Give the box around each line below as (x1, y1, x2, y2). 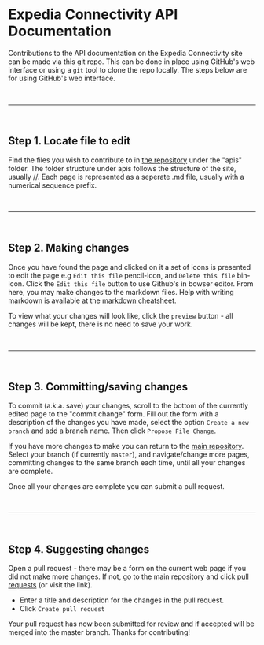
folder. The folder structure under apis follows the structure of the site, (8, 163, 236, 173)
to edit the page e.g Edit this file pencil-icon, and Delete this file (8, 270, 236, 280)
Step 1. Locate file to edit (8, 134, 131, 147)
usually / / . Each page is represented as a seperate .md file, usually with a (8, 172, 245, 181)
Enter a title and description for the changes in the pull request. (19, 595, 225, 605)
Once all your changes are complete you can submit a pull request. (8, 482, 225, 491)
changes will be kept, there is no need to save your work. (8, 319, 193, 329)
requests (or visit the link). (8, 580, 93, 590)
